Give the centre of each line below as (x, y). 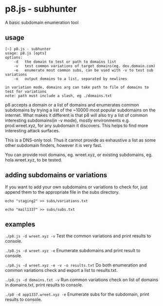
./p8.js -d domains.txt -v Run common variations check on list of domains (82, 280)
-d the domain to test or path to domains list (65, 62)
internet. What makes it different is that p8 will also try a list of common (76, 115)
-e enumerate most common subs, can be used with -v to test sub (83, 70)
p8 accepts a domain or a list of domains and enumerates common (72, 105)
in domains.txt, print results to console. (44, 285)
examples (20, 224)
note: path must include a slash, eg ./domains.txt (58, 96)
